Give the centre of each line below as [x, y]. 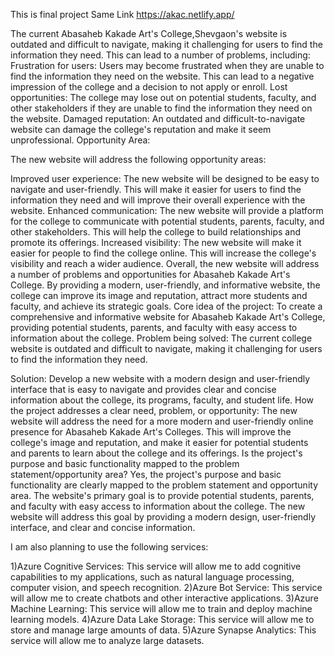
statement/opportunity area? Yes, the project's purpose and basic [146, 474]
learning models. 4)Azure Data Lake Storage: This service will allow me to [162, 619]
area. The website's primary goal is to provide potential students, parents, [162, 495]
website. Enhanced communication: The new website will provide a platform [167, 210]
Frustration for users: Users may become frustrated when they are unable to [167, 65]
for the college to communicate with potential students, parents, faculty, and [167, 221]
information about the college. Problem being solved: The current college [161, 338]
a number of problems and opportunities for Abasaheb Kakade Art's [150, 274]
